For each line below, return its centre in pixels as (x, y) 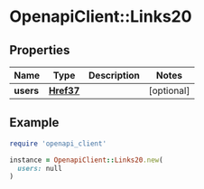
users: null (40, 168)
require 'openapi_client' (58, 143)
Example (34, 123)
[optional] (169, 90)
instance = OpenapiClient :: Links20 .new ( (87, 160)
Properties (40, 50)
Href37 (64, 90)
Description (114, 76)
